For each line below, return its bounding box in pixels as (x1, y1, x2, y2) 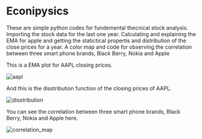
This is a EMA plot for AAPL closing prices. (6, 61, 113, 69)
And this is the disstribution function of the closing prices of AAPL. (6, 84, 172, 91)
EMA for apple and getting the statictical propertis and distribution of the (6, 37, 187, 44)
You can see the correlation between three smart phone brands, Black (6, 108, 181, 115)
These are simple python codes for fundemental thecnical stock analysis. (6, 24, 189, 31)
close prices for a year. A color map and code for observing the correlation (6, 43, 192, 51)
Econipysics (6, 4, 69, 18)
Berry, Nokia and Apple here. (6, 114, 78, 122)
